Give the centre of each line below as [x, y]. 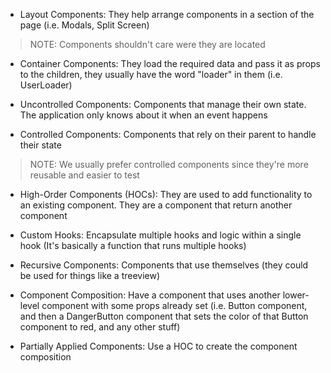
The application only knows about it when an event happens [143, 115]
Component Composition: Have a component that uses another [150, 295]
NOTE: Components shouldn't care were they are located [147, 44]
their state [40, 145]
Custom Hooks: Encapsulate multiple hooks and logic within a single [160, 235]
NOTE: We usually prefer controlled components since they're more [169, 164]
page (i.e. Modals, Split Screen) [84, 25]
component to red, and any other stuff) [100, 327]
